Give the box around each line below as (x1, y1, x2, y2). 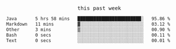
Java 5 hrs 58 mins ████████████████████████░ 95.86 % (6, 16, 170, 22)
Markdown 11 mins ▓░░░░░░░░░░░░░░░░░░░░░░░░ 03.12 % (6, 21, 170, 27)
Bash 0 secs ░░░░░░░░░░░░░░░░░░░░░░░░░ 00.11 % (6, 32, 170, 38)
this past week (77, 5, 121, 11)
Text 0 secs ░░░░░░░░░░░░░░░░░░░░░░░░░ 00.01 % (6, 37, 170, 43)
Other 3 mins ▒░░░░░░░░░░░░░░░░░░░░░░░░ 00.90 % (6, 26, 170, 33)
